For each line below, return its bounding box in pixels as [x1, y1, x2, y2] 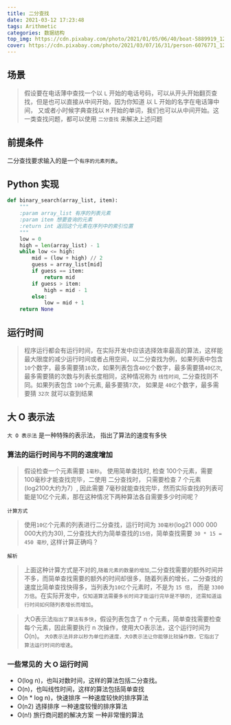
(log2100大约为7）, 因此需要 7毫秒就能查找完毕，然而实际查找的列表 [23, 484, 218, 492]
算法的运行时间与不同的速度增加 [7, 450, 113, 459]
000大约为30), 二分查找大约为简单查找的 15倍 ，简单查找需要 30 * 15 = [23, 529, 222, 538]
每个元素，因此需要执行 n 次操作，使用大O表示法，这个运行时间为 [23, 624, 211, 632]
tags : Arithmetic [7, 23, 57, 30]
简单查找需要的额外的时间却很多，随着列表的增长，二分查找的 [47, 574, 223, 582]
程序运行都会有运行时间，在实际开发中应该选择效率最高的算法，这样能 [23, 346, 223, 355]
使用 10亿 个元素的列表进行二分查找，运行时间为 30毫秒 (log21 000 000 [23, 521, 218, 529]
